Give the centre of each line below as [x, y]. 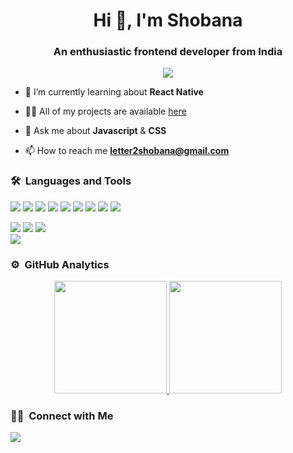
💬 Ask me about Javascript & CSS [95, 131]
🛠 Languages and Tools [71, 181]
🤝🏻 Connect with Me [62, 416]
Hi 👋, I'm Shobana [168, 20]
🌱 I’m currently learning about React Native [114, 92]
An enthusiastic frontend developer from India [168, 52]
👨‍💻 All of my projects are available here [105, 111]
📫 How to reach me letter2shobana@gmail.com [127, 151]
